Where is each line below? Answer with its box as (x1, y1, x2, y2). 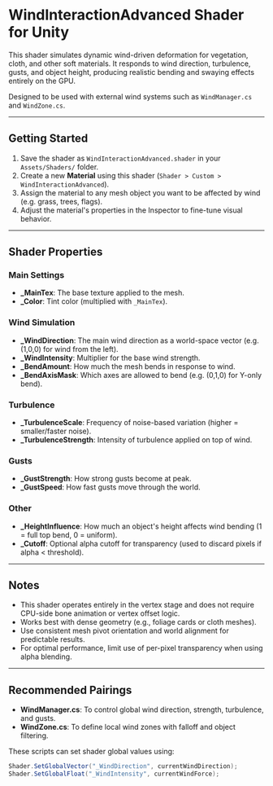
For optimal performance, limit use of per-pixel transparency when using (19, 643, 263, 653)
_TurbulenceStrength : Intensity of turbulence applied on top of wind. (19, 435, 253, 445)
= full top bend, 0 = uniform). (19, 529, 118, 539)
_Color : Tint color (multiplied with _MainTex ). (19, 296, 168, 306)
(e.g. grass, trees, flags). (19, 196, 103, 206)
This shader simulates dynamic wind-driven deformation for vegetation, (8, 50, 249, 59)
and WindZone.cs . (8, 100, 66, 110)
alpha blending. (19, 652, 72, 661)
